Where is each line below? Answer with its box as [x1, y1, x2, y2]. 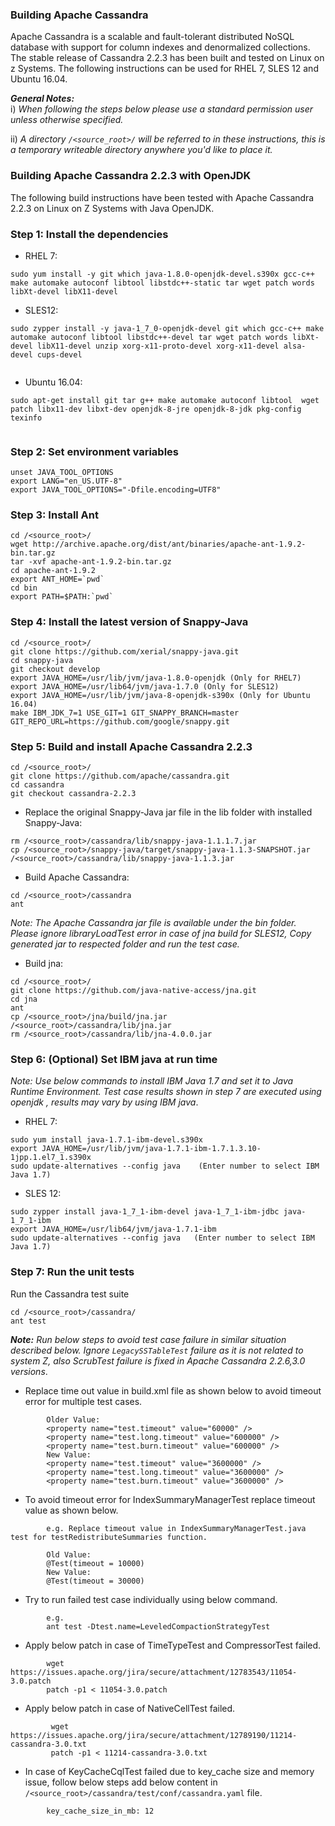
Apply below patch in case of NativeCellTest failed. [24, 1702, 236, 1714]
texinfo [10, 413, 43, 423]
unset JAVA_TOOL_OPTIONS [10, 468, 114, 478]
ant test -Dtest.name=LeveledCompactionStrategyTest [46, 1621, 271, 1632]
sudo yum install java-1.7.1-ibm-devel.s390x [10, 1135, 203, 1145]
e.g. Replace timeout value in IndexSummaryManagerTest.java [46, 1523, 307, 1533]
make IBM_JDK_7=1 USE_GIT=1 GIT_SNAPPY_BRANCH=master [10, 708, 240, 718]
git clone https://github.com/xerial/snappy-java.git [10, 646, 240, 657]
